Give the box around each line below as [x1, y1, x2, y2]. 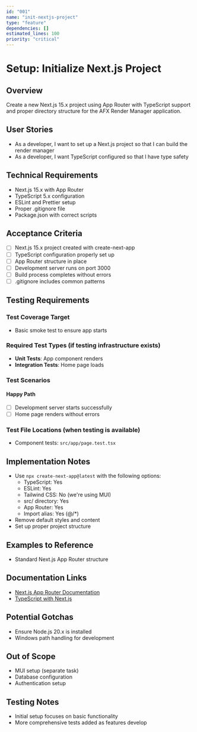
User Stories [6, 125, 53, 135]
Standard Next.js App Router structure [14, 556, 109, 563]
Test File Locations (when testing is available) [6, 426, 141, 434]
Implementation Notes [6, 457, 91, 467]
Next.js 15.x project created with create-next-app [14, 244, 135, 251]
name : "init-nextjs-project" [6, 14, 78, 20]
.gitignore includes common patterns [14, 277, 105, 285]
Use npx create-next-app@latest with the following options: [14, 473, 161, 480]
